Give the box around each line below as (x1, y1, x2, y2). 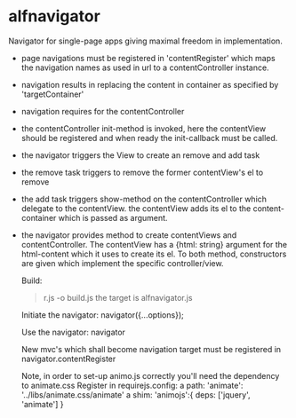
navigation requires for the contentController (20, 106, 185, 116)
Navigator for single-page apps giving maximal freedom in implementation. (8, 35, 284, 46)
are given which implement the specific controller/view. (20, 257, 224, 268)
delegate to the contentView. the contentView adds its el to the (20, 202, 252, 214)
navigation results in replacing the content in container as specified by (20, 79, 279, 90)
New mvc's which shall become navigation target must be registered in (20, 343, 282, 354)
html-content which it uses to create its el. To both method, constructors (20, 248, 287, 259)
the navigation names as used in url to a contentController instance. (20, 62, 269, 73)
